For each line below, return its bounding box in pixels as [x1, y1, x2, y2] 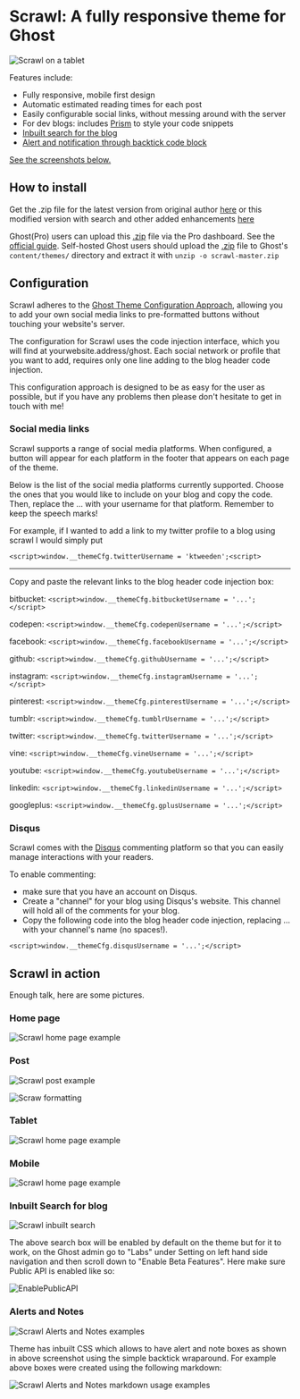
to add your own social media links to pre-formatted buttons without [9, 308, 260, 319]
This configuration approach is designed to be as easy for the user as [9, 382, 265, 392]
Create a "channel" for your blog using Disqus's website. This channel [21, 896, 281, 906]
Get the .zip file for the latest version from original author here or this [9, 204, 262, 215]
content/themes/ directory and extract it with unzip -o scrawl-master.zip [9, 249, 279, 260]
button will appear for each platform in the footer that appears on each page [9, 452, 290, 463]
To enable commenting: [9, 869, 96, 880]
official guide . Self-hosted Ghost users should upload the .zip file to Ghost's [9, 240, 288, 251]
